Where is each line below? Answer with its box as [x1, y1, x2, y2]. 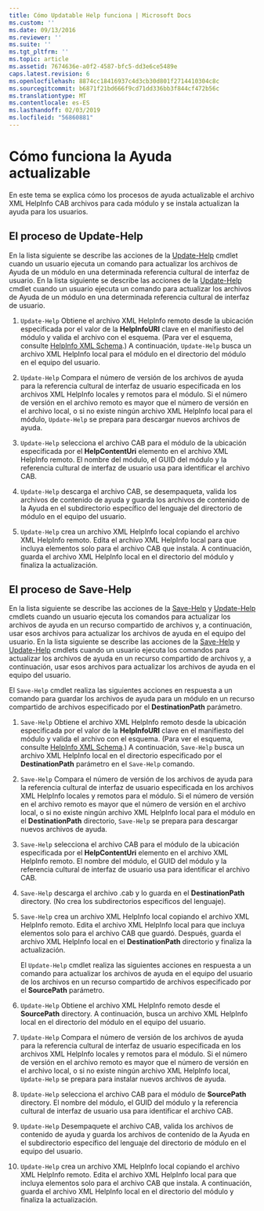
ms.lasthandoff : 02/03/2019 [9, 107, 101, 115]
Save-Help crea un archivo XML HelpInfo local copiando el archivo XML [20, 912, 250, 921]
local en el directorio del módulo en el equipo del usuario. [20, 1018, 206, 1027]
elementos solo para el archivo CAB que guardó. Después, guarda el [20, 928, 241, 938]
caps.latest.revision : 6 [9, 70, 90, 78]
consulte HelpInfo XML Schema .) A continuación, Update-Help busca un [20, 341, 251, 350]
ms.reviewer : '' [9, 33, 62, 42]
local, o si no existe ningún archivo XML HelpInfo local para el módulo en [20, 808, 255, 818]
